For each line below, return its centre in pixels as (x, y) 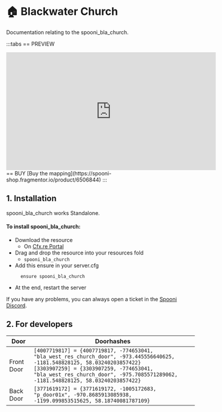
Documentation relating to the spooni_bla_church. (67, 32)
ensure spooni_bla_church (53, 276)
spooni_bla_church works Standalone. (53, 213)
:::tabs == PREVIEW (31, 44)
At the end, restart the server (51, 287)
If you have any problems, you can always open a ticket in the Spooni (92, 299)
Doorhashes (113, 341)
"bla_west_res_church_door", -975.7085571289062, (106, 374)
